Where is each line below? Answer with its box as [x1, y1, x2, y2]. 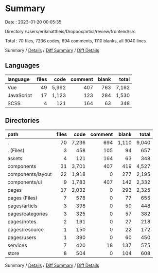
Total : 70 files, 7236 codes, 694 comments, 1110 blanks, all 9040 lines [5, 37, 146, 44]
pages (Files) [7, 194, 38, 201]
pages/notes [7, 218, 36, 225]
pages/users [7, 234, 36, 241]
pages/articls [7, 202, 38, 209]
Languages [5, 61, 40, 70]
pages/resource [7, 226, 44, 233]
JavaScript [7, 92, 33, 99]
